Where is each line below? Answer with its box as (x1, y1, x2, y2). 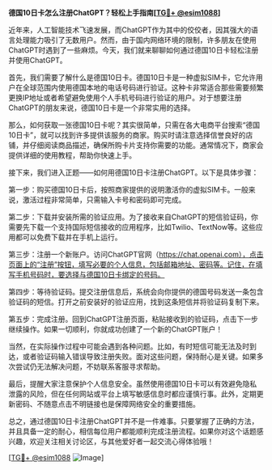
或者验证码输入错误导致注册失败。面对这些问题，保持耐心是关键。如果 (22, 352, 257, 361)
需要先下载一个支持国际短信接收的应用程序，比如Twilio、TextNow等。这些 (8, 222, 257, 231)
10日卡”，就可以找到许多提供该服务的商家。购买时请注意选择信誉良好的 (8, 130, 246, 140)
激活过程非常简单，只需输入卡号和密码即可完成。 (22, 195, 186, 205)
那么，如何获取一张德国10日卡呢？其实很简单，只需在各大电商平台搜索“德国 (8, 121, 261, 129)
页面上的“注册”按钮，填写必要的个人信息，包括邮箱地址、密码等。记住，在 (8, 260, 257, 269)
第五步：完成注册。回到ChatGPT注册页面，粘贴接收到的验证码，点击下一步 (8, 315, 259, 324)
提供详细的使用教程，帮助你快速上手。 (8, 150, 136, 160)
